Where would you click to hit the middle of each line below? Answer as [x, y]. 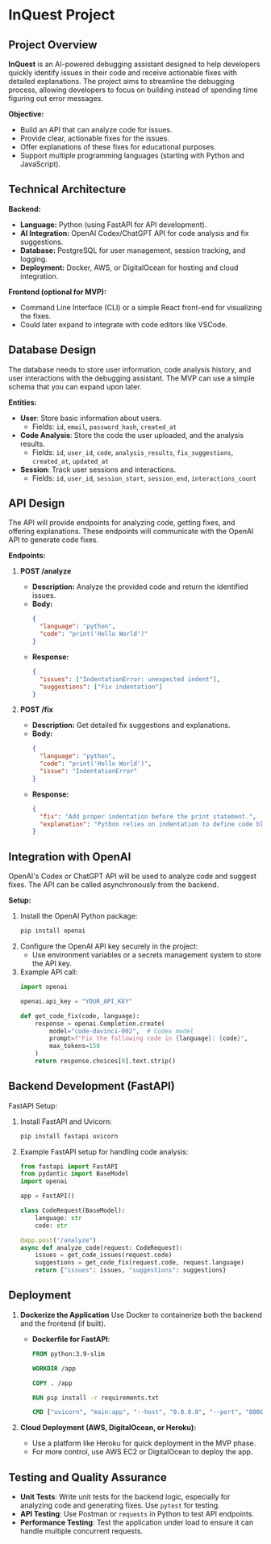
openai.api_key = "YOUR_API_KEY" [76, 1001]
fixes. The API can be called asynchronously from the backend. [114, 885]
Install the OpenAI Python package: [79, 916]
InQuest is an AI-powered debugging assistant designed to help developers [134, 64]
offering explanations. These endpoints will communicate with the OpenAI [131, 532]
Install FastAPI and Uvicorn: [66, 1121]
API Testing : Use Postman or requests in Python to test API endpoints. [137, 1514]
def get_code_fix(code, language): [80, 1016]
